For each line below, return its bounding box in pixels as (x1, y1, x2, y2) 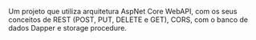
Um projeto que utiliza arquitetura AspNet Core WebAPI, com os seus (8, 7, 238, 16)
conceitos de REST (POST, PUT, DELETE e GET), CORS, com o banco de (8, 15, 249, 24)
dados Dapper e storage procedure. (8, 24, 127, 32)
